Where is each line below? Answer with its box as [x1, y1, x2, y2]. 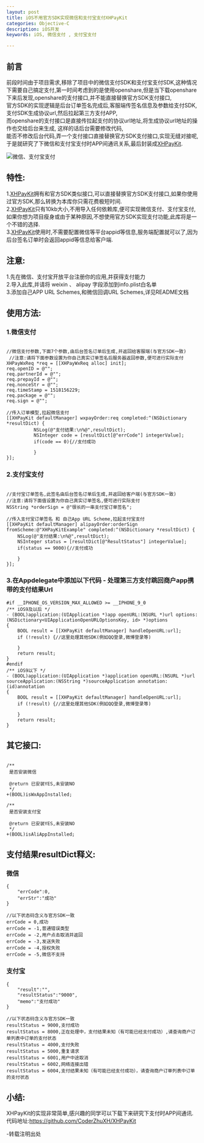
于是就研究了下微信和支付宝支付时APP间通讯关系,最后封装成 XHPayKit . [6, 140, 183, 147]
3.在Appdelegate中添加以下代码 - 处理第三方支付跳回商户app [6, 576, 188, 585]
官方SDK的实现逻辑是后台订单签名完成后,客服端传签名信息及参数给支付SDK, [6, 102, 197, 109]
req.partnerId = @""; [6, 371, 62, 377]
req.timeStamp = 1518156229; [6, 387, 81, 394]
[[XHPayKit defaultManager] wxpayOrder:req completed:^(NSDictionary [6, 415, 188, 421]
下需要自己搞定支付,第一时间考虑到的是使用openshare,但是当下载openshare [6, 86, 197, 94]
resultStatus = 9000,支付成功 [6, 1022, 79, 1029]
